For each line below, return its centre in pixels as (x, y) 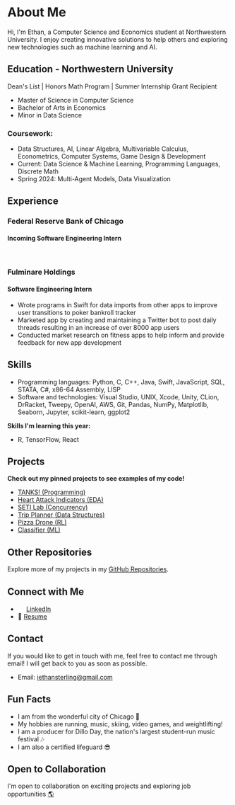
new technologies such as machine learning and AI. (82, 47)
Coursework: (30, 133)
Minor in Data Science (50, 115)
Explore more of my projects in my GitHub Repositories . (88, 569)
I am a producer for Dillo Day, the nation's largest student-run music (116, 731)
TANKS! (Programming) (52, 492)
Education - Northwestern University (90, 69)
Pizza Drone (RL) (42, 523)
